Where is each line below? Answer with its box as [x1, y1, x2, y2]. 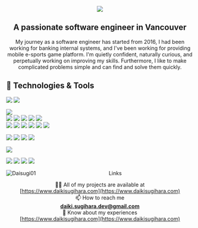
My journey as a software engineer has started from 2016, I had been [15, 38, 185, 45]
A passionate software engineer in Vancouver [13, 23, 187, 33]
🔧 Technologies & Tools [6, 81, 95, 91]
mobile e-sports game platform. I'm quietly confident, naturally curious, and [7, 50, 193, 58]
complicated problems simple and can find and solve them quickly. [18, 63, 182, 71]
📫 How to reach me [75, 194, 125, 201]
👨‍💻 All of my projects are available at [55, 181, 145, 188]
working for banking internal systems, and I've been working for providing [9, 45, 191, 52]
